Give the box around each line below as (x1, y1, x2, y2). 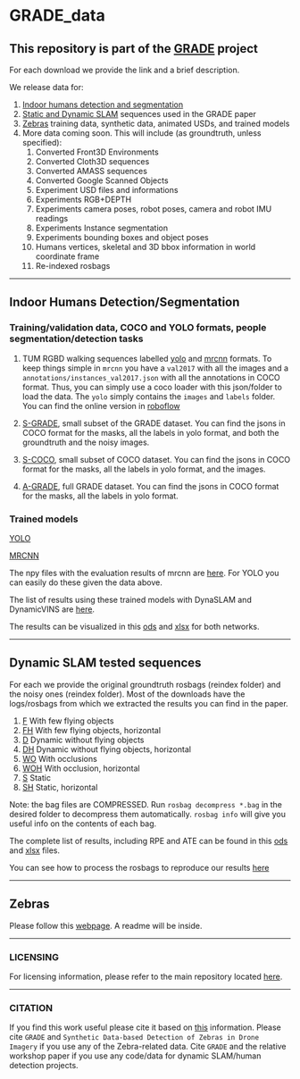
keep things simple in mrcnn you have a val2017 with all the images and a (21, 363, 288, 373)
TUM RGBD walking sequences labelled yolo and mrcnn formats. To (21, 353, 272, 364)
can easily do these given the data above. (9, 577, 162, 588)
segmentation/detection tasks (9, 332, 144, 345)
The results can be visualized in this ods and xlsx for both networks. (9, 621, 261, 632)
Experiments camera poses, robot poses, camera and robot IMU (35, 204, 272, 214)
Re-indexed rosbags (35, 261, 111, 271)
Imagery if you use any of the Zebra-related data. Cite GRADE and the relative (9, 1041, 287, 1052)
